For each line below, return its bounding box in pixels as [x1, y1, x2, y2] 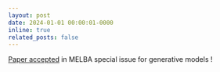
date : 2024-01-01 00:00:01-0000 [8, 19, 114, 27]
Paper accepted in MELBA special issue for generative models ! [8, 55, 213, 64]
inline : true [8, 26, 51, 34]
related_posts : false [8, 33, 79, 41]
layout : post [8, 11, 51, 20]
